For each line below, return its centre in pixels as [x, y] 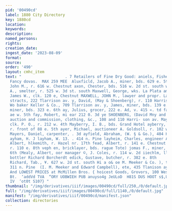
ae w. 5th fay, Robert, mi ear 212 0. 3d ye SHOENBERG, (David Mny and [88, 115]
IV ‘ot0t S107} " [30, 182]
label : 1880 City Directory [35, 15]
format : [14, 58]
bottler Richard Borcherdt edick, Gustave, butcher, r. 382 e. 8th [83, 158]
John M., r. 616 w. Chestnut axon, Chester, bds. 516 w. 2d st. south [87, 86]
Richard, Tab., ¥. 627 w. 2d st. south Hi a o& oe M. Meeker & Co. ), [87, 162]
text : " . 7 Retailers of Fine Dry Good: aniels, [80, 77]
